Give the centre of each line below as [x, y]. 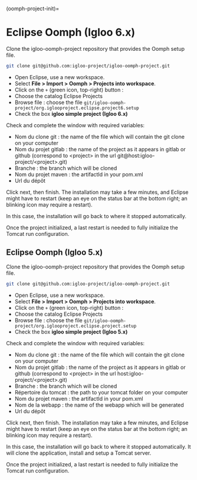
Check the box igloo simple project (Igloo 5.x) [71, 332]
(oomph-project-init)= [33, 9]
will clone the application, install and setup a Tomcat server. [79, 453]
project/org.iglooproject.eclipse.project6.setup [77, 108]
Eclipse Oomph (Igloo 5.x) [55, 253]
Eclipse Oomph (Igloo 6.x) [71, 33]
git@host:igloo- [136, 155]
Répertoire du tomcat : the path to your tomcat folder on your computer [101, 392]
